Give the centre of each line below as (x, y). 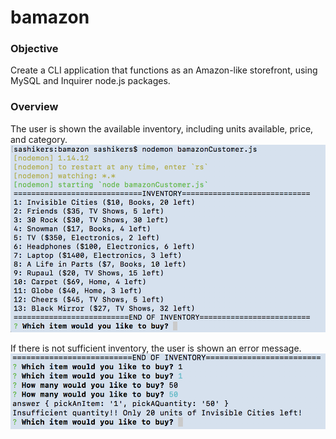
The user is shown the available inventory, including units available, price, (162, 128)
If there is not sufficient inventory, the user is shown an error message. (156, 348)
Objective (34, 49)
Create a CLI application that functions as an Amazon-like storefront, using (164, 70)
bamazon (50, 17)
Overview (34, 107)
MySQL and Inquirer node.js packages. (90, 81)
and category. (39, 139)
